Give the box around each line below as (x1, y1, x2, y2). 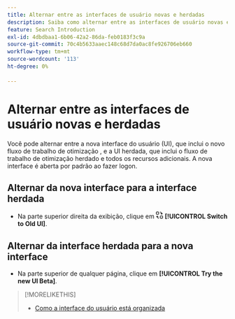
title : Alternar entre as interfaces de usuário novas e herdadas (7, 11, 205, 18)
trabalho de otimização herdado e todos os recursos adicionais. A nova (7, 154, 213, 162)
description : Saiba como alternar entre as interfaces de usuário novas (7, 18, 224, 26)
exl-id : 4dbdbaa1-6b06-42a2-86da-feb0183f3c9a (7, 34, 145, 41)
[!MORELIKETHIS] (24, 290, 76, 299)
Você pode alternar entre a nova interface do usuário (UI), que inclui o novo (7, 139, 225, 148)
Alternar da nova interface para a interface (7, 182, 197, 194)
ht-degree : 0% (7, 63, 49, 70)
